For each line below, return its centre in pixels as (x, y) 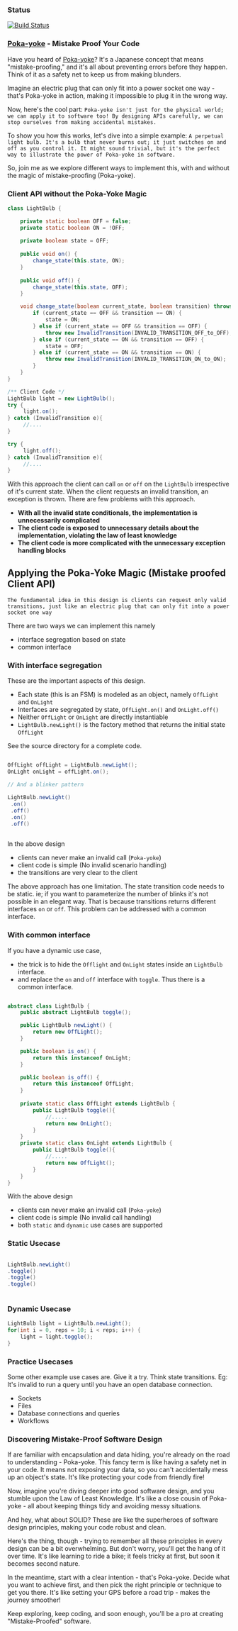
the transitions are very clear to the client (78, 873)
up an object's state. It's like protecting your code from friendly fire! (106, 1477)
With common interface (49, 935)
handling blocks (42, 550)
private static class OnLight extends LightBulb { (96, 1143)
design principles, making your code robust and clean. (87, 1527)
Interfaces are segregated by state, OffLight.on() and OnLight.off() (118, 710)
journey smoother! (34, 1600)
